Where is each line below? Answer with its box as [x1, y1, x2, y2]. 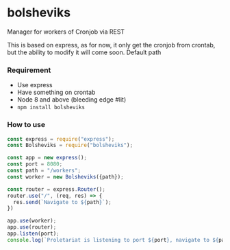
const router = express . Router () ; [7, 185, 106, 193]
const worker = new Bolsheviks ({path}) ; [7, 173, 125, 180]
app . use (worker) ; [7, 218, 57, 225]
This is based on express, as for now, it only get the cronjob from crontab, [7, 41, 216, 49]
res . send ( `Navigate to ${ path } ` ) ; [13, 198, 112, 205]
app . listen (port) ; [7, 230, 60, 238]
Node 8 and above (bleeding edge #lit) [16, 95, 127, 104]
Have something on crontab [16, 88, 96, 97]
